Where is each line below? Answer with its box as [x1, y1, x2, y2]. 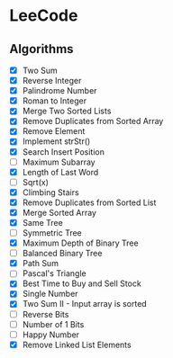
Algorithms [9, 41, 74, 57]
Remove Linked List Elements [22, 339, 132, 350]
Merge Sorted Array [22, 207, 97, 218]
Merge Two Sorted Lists [22, 105, 112, 117]
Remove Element [22, 126, 86, 137]
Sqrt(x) [22, 176, 50, 187]
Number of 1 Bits [22, 318, 85, 329]
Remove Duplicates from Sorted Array [22, 116, 164, 127]
